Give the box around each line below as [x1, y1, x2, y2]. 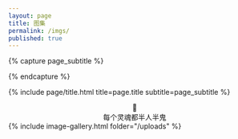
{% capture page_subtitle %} [8, 56, 104, 66]
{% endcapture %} [8, 72, 71, 81]
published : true [8, 34, 63, 43]
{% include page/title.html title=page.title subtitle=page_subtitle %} [8, 88, 231, 97]
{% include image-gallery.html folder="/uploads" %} [8, 121, 182, 131]
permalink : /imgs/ [8, 27, 70, 35]
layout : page [8, 11, 52, 20]
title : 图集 [8, 19, 46, 27]
